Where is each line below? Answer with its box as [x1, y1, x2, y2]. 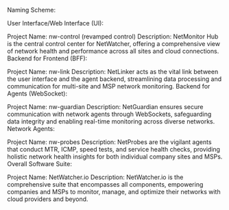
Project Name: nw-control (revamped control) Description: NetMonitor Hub [7, 32, 219, 40]
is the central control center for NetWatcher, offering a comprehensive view [7, 40, 221, 47]
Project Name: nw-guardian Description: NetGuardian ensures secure [7, 103, 204, 110]
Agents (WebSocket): [7, 89, 67, 97]
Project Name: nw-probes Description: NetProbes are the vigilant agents [7, 138, 212, 146]
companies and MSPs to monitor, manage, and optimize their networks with [7, 188, 221, 196]
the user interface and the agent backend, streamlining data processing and [7, 75, 221, 83]
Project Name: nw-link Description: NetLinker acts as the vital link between [7, 68, 219, 75]
